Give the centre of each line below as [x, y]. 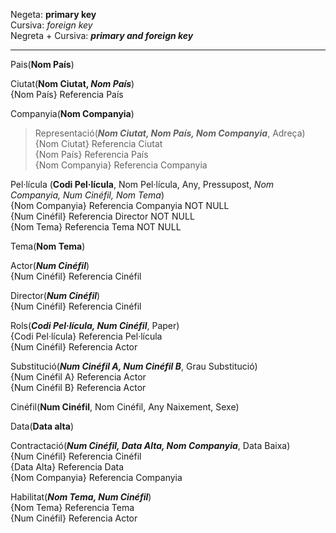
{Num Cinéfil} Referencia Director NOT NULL [102, 216]
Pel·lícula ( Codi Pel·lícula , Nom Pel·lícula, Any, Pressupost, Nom [142, 184]
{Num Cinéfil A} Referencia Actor [78, 377]
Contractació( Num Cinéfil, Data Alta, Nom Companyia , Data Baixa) [150, 445]
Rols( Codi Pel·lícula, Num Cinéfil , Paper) [95, 325]
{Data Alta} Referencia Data [67, 467]
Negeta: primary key [53, 14]
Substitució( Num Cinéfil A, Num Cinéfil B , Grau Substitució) [134, 366]
